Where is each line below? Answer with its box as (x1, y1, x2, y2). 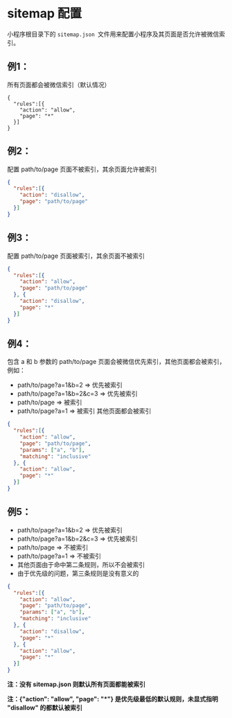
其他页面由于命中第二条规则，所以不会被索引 (17, 560, 145, 568)
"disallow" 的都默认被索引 (7, 703, 83, 712)
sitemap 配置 (7, 6, 82, 21)
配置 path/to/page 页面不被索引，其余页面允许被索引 (7, 165, 157, 173)
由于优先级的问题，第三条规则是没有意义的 (17, 569, 139, 577)
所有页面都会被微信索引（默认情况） (7, 80, 111, 89)
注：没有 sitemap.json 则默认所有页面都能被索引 (7, 680, 145, 688)
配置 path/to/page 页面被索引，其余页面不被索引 (7, 252, 145, 260)
